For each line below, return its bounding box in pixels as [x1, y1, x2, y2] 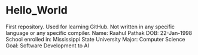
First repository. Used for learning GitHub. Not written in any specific [5, 23, 175, 30]
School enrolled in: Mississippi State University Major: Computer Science [5, 35, 185, 43]
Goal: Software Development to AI [5, 42, 90, 49]
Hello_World [5, 4, 68, 17]
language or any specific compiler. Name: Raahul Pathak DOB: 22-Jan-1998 [5, 29, 193, 36]
